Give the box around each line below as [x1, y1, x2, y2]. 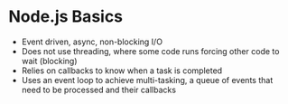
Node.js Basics [8, 6, 124, 27]
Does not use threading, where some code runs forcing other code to [21, 45, 280, 56]
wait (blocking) [21, 55, 78, 66]
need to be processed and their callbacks [21, 84, 177, 95]
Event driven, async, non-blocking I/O [21, 36, 163, 47]
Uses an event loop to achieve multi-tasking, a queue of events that [21, 74, 274, 85]
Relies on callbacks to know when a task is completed [21, 65, 223, 76]
